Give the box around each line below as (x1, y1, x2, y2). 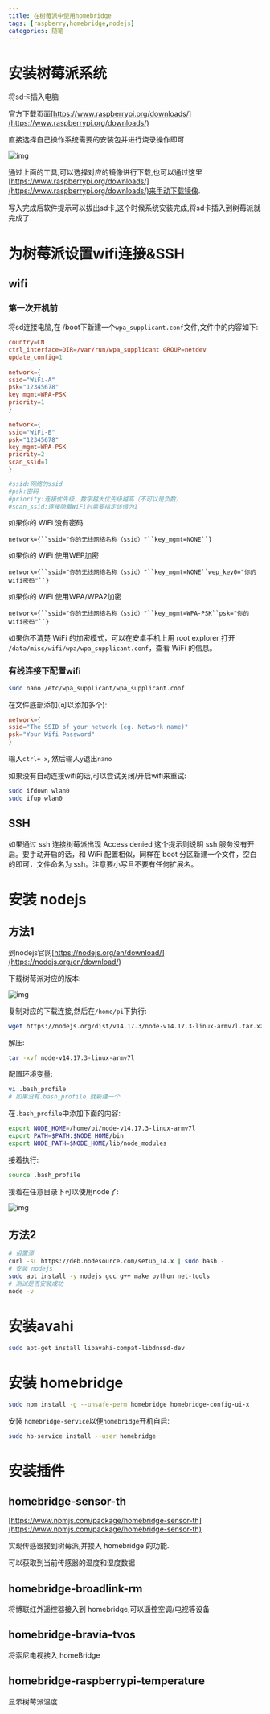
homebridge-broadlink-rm (8, 1582, 143, 1596)
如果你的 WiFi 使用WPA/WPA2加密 (8, 592, 122, 602)
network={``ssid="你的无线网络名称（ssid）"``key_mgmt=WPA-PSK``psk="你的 (8, 609, 250, 618)
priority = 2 (8, 451, 45, 459)
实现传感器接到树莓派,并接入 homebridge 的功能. (8, 1541, 170, 1551)
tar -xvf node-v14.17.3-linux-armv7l (8, 1053, 135, 1062)
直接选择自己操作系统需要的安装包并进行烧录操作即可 (8, 134, 185, 145)
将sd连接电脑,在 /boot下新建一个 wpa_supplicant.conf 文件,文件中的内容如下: (8, 323, 259, 332)
